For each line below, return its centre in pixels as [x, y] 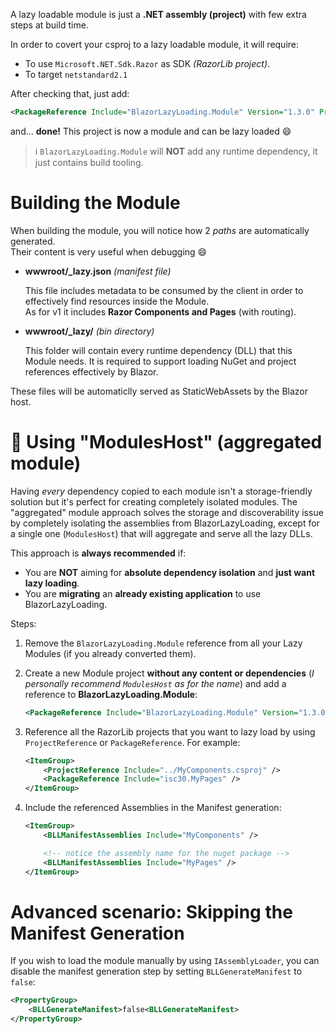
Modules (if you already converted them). [110, 653]
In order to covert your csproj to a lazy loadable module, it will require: [155, 44]
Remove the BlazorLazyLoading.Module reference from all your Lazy [163, 643]
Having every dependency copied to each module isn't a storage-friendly [161, 491]
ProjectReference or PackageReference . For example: [132, 742]
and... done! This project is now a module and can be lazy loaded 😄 [151, 131]
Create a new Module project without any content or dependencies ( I [169, 673]
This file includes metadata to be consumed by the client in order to [164, 290]
